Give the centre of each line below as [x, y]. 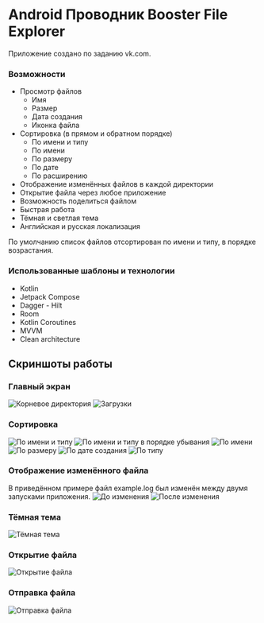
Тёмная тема [35, 517]
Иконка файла [55, 126]
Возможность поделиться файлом [78, 201]
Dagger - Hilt [41, 305]
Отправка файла [42, 593]
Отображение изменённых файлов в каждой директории [117, 184]
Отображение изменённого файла [78, 470]
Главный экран [40, 386]
